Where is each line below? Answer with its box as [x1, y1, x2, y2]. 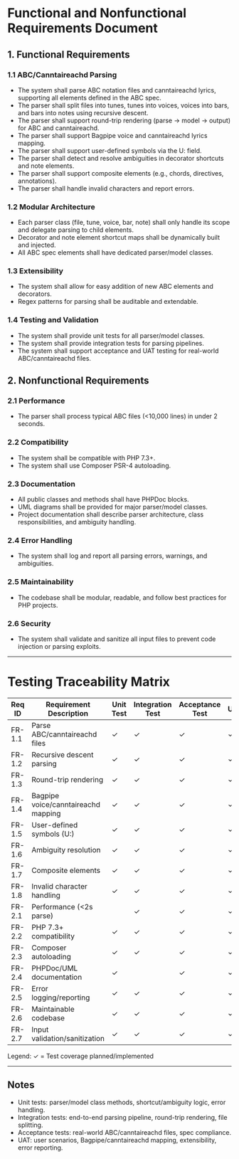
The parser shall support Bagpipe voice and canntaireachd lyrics [17, 131, 208, 139]
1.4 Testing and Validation [7, 315, 99, 325]
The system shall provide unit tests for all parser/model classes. [17, 331, 205, 339]
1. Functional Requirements [7, 48, 130, 60]
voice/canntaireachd [31, 799, 101, 809]
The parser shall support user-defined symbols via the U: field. [17, 146, 202, 154]
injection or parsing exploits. [17, 642, 101, 650]
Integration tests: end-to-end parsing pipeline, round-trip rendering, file [17, 1113, 228, 1121]
